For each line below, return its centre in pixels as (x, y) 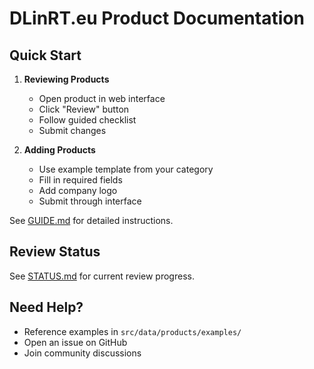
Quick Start (45, 55)
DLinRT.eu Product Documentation (157, 18)
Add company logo (78, 190)
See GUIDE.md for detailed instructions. (91, 220)
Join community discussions (82, 353)
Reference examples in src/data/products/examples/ (132, 331)
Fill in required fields (80, 180)
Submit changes (72, 130)
